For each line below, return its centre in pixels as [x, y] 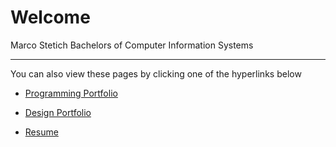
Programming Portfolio [71, 93]
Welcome [50, 17]
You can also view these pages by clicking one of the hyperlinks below [156, 73]
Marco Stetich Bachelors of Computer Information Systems [132, 45]
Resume [41, 132]
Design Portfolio [58, 112]
